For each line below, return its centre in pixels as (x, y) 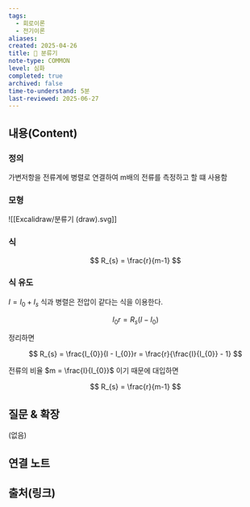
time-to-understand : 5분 (49, 91)
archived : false (35, 83)
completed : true (35, 76)
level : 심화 (27, 69)
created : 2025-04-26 (43, 46)
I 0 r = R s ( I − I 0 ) (135, 320)
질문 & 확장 (34, 414)
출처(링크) (32, 493)
